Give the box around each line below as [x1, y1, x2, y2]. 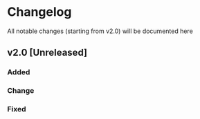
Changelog [7, 4, 72, 20]
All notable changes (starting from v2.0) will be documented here [7, 27, 194, 35]
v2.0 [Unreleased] [7, 47, 88, 58]
